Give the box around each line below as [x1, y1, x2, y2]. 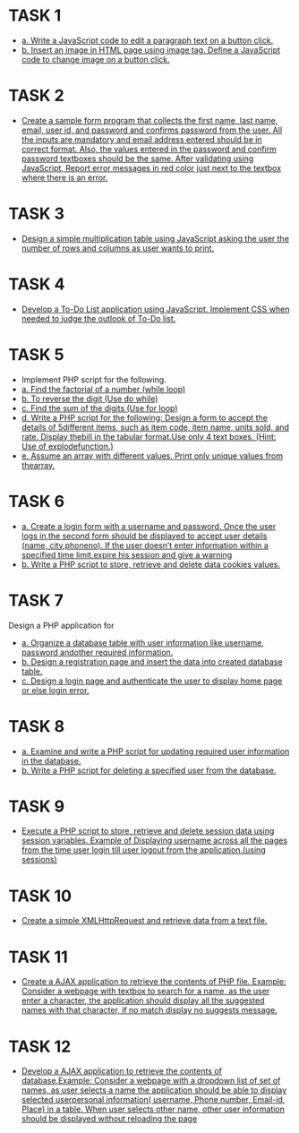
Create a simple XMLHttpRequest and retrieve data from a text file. [21, 915, 268, 926]
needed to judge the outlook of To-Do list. [21, 313, 176, 323]
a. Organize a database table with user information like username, [21, 637, 265, 648]
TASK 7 [8, 590, 64, 610]
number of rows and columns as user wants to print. [21, 243, 215, 253]
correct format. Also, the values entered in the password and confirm [21, 143, 277, 154]
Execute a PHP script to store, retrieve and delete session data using [21, 826, 275, 837]
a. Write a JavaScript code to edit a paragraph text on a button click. [21, 35, 274, 46]
